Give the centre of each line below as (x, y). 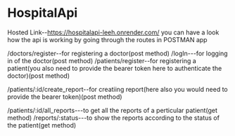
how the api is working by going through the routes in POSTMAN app (107, 39)
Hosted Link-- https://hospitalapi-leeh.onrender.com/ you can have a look (113, 32)
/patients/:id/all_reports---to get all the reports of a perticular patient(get (113, 110)
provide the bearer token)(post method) (65, 97)
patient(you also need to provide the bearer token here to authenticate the (115, 68)
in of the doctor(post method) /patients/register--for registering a (102, 60)
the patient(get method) (42, 125)
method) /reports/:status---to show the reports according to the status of (114, 118)
